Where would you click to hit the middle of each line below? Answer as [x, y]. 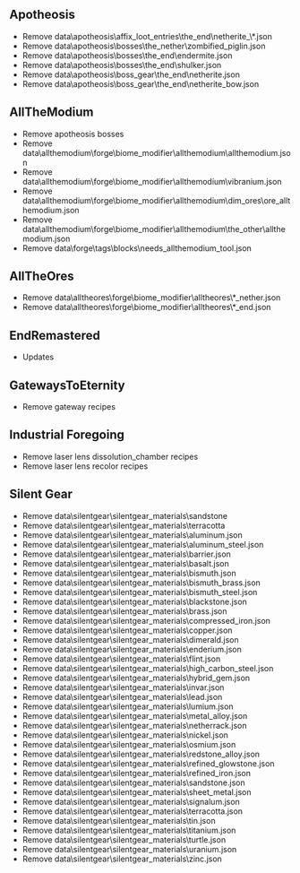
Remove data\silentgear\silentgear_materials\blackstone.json [135, 601]
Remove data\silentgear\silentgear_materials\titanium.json [129, 830]
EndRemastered [55, 335]
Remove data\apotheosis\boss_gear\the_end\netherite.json [131, 74]
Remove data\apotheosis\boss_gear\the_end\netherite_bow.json [141, 83]
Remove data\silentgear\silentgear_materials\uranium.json [129, 849]
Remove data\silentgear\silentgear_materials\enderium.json [132, 649]
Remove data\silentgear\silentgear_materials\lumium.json [128, 706]
